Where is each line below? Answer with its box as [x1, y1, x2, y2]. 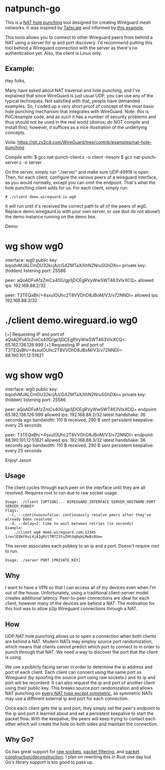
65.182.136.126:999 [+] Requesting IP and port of [5, 342, 104, 348]
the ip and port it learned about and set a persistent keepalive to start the [5, 710, 154, 716]
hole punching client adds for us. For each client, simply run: [5, 185, 128, 191]
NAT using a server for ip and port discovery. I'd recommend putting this [5, 39, 153, 45]
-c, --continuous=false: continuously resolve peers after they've [9, 512, 152, 518]
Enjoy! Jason [5, 457, 31, 463]
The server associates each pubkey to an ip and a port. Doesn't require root [5, 543, 160, 549]
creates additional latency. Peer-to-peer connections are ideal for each [5, 595, 150, 601]
